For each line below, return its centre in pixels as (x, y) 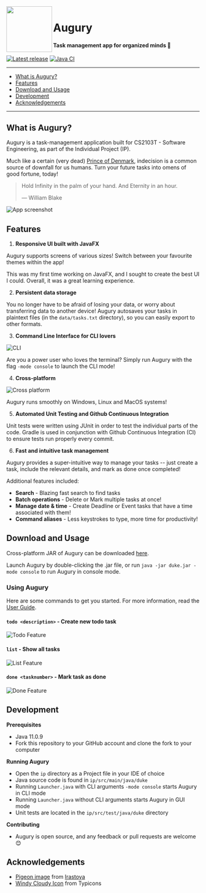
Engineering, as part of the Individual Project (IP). (68, 149)
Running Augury (28, 762)
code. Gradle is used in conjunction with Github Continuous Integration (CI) (101, 432)
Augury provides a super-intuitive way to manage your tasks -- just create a (102, 462)
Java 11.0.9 (29, 736)
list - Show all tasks (33, 649)
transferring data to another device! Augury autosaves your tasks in (92, 311)
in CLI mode (30, 793)
